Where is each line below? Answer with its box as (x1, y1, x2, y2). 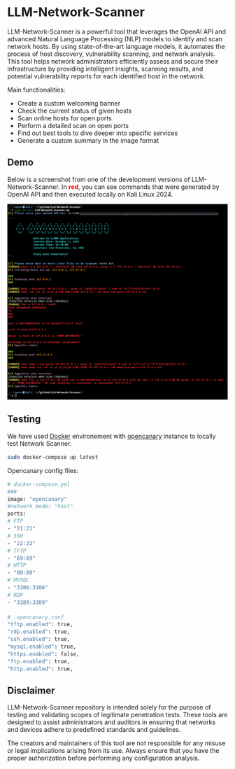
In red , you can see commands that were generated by (62, 183, 220, 191)
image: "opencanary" (7, 495, 68, 502)
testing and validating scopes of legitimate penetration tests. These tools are (7, 711, 228, 719)
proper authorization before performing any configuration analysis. (7, 754, 200, 763)
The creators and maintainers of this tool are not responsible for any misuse (7, 739, 226, 747)
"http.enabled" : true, (7, 665, 73, 672)
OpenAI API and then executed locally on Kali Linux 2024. (7, 190, 173, 198)
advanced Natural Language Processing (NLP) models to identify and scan (7, 34, 222, 43)
